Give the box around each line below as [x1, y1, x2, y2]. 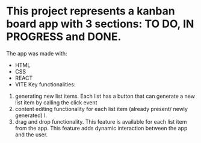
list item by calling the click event [14, 98, 97, 106]
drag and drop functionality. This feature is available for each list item [14, 118, 187, 125]
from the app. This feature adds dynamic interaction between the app [14, 124, 188, 132]
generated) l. [14, 112, 47, 119]
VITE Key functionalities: [14, 80, 76, 88]
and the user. [14, 131, 48, 138]
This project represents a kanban [6, 4, 176, 18]
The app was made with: [6, 49, 67, 57]
